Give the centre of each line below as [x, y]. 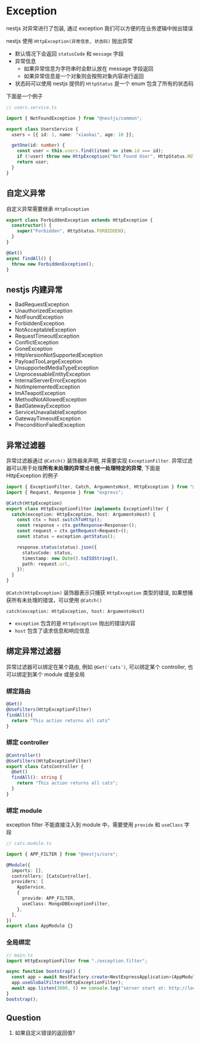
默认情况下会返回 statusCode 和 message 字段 [69, 53]
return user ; [33, 162]
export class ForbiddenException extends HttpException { [79, 220]
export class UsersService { [42, 129]
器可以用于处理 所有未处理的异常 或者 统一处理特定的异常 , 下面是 [83, 468]
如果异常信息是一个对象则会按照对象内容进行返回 [84, 76]
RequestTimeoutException [47, 336]
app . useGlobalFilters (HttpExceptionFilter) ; [68, 983]
